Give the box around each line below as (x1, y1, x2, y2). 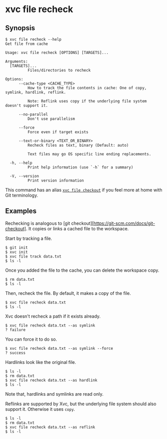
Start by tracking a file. (5, 235, 53, 241)
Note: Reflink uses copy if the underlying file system (27, 99, 147, 104)
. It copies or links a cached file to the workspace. (26, 225, 129, 231)
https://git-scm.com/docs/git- (93, 220, 155, 226)
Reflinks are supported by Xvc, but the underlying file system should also (5, 401, 156, 407)
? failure (5, 327, 26, 332)
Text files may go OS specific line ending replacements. (27, 152, 151, 157)
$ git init (5, 245, 28, 250)
